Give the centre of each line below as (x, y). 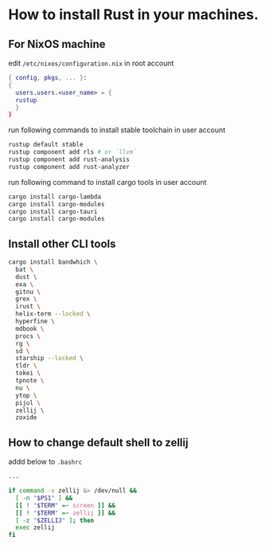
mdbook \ (30, 328)
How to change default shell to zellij (98, 443)
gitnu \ (28, 292)
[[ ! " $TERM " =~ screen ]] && (65, 505)
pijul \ (28, 403)
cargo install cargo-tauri (53, 212)
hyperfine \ (35, 322)
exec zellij (35, 527)
